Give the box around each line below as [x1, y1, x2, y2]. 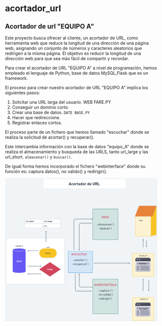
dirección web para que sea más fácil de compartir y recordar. [5, 56, 129, 61]
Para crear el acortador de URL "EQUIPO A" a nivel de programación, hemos [5, 65, 157, 71]
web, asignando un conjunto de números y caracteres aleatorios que [5, 46, 142, 51]
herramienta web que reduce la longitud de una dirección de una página [5, 40, 149, 46]
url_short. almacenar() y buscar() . [5, 154, 73, 160]
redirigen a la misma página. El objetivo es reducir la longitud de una [5, 50, 141, 56]
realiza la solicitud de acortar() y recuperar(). [5, 134, 95, 140]
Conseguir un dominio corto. [12, 105, 69, 110]
